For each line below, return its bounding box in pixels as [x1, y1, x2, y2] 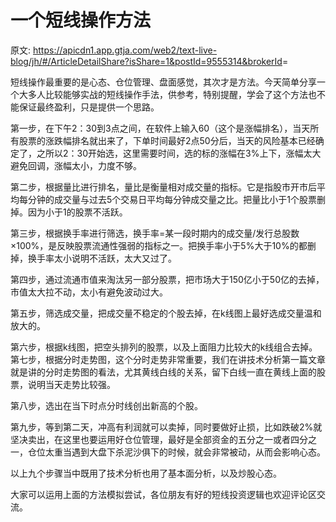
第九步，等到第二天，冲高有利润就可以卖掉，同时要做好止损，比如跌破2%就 [10, 421, 323, 433]
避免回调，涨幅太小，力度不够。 [10, 159, 142, 171]
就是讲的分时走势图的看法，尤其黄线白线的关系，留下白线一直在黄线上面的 [10, 366, 317, 378]
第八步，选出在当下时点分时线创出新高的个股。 [10, 399, 203, 411]
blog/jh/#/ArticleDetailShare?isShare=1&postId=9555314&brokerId [10, 55, 283, 67]
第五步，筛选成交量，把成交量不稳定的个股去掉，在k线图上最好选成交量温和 [10, 307, 322, 319]
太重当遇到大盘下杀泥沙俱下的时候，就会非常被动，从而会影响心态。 [44, 446, 326, 458]
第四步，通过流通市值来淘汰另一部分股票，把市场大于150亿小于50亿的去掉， [10, 273, 325, 285]
